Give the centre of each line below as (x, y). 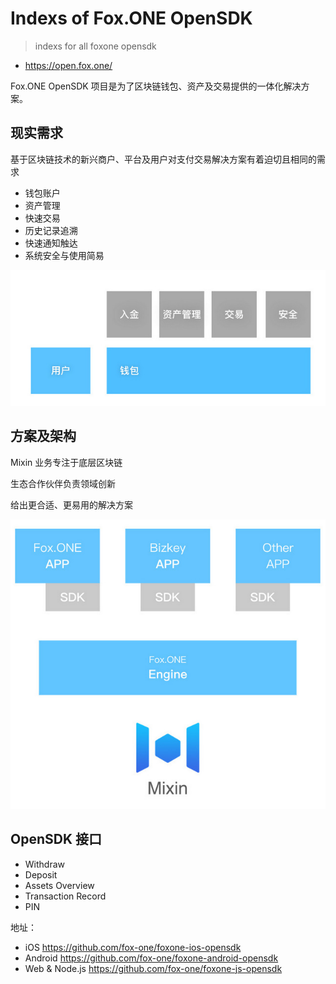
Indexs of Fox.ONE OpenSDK (131, 18)
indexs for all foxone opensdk (95, 46)
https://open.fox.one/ (68, 65)
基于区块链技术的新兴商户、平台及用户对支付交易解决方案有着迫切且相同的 (163, 159)
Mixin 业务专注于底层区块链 (66, 462)
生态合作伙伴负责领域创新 (63, 483)
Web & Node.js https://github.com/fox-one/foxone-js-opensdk (153, 968)
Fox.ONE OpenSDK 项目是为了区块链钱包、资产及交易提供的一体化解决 (156, 86)
